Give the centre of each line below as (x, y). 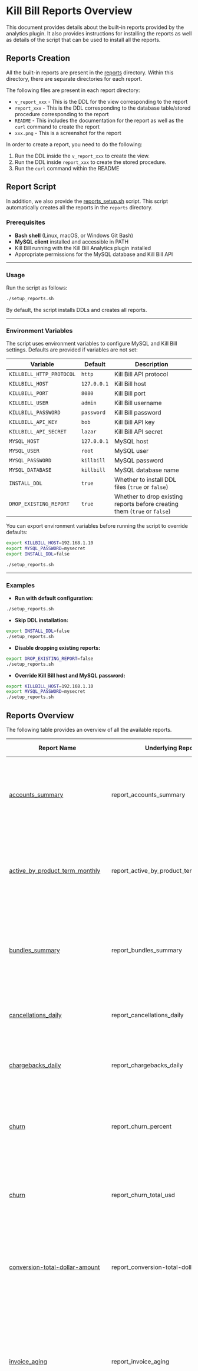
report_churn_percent (141, 1126)
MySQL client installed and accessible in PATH (71, 241)
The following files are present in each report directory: (73, 90)
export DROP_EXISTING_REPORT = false (50, 659)
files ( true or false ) (141, 487)
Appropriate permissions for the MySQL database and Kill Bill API (94, 254)
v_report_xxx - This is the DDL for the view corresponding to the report (101, 101)
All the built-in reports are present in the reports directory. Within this (90, 73)
